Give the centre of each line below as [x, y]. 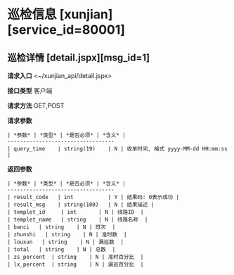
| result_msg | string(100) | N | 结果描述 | [81, 205]
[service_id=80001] [66, 30]
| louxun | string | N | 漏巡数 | [66, 242]
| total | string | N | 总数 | [61, 250]
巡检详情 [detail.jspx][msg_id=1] [78, 57]
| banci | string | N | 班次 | [61, 227]
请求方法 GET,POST [36, 105]
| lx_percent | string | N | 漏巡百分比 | [76, 264]
